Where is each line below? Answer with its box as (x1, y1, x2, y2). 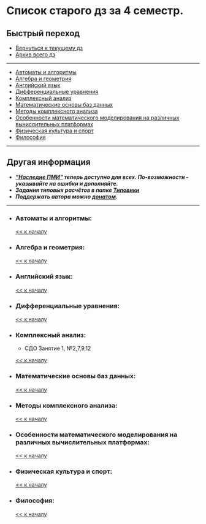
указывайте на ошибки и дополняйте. (15, 180, 118, 187)
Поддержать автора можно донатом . (15, 192, 118, 200)
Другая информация (6, 157, 91, 167)
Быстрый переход (6, 28, 80, 39)
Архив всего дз (15, 51, 56, 58)
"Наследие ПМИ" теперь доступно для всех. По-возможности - (15, 173, 189, 181)
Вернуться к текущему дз (15, 44, 83, 51)
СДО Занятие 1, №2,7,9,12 (24, 344, 91, 352)
